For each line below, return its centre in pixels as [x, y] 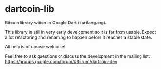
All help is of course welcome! [35, 46]
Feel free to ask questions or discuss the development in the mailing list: [78, 56]
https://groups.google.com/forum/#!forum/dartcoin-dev [61, 61]
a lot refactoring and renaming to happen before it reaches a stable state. [79, 37]
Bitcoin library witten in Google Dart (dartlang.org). [56, 23]
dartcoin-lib [30, 9]
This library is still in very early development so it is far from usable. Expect [80, 32]
